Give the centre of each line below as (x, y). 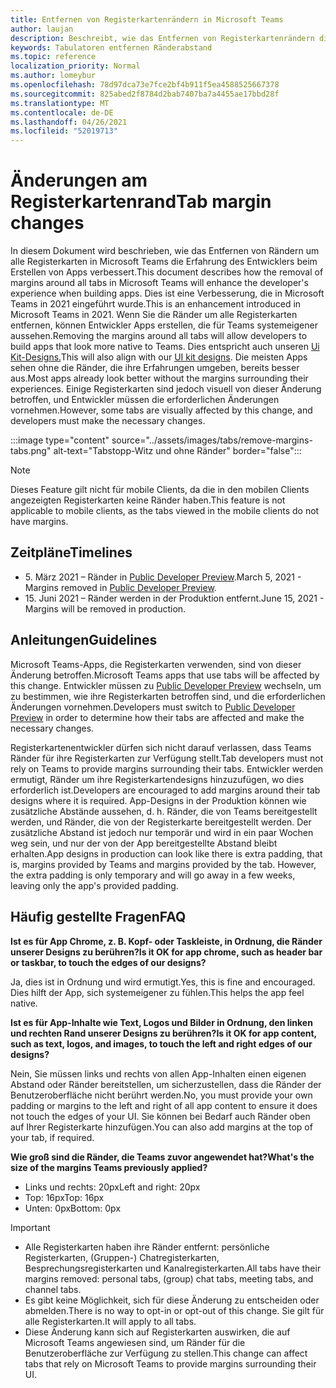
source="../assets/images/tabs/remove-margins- (212, 440)
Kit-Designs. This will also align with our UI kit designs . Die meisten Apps (159, 357)
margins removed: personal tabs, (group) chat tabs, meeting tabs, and (169, 1278)
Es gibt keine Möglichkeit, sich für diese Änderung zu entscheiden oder (172, 1300)
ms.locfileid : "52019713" (64, 131)
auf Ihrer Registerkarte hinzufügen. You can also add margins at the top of (161, 1127)
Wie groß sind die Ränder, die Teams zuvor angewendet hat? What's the (162, 1157)
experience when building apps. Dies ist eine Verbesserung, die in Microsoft (167, 293)
